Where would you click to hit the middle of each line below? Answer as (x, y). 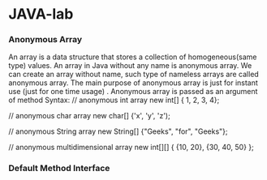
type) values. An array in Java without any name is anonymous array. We (130, 66)
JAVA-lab (41, 14)
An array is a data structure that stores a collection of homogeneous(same (133, 57)
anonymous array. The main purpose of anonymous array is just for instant (133, 83)
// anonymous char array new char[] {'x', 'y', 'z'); (89, 116)
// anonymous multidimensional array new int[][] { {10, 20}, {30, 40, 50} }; (131, 148)
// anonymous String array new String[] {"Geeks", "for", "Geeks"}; (118, 131)
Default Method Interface (59, 169)
